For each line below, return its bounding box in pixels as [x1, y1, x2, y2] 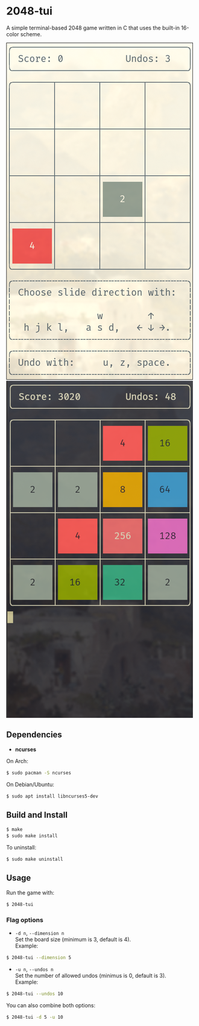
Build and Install [6, 809, 68, 820]
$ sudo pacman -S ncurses [6, 770, 71, 776]
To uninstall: [6, 844, 37, 851]
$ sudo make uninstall [6, 857, 63, 863]
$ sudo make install [6, 833, 58, 839]
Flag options [6, 916, 43, 924]
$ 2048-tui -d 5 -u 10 [6, 1014, 63, 1020]
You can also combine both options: [6, 1001, 95, 1009]
